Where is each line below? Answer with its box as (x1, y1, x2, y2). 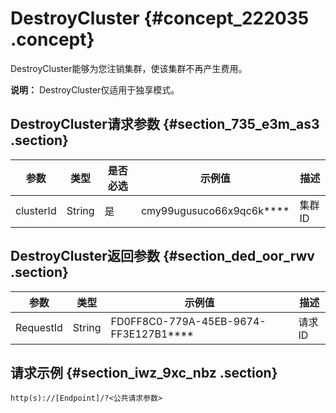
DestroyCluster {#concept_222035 (10, 7, 310, 30)
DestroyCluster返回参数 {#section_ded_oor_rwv (10, 248, 315, 265)
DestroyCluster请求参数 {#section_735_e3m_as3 (10, 116, 320, 133)
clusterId (15, 203, 57, 217)
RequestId (15, 320, 63, 334)
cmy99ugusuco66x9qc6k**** (140, 203, 290, 217)
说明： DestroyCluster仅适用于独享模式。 (10, 83, 180, 96)
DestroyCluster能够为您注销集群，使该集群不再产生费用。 (10, 62, 248, 74)
